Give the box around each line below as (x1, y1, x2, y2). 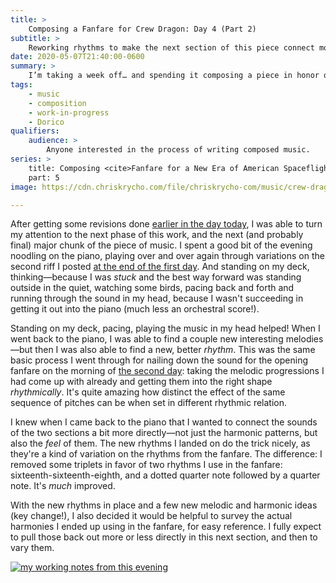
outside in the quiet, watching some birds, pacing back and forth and (10, 282, 295, 294)
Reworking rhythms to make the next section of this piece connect (28, 42, 315, 53)
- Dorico (28, 117, 65, 127)
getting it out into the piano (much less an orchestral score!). (10, 303, 260, 315)
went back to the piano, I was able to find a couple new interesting (10, 333, 284, 345)
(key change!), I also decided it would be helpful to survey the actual (10, 510, 293, 522)
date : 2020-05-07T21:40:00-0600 (10, 52, 145, 62)
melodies (285, 333, 324, 345)
